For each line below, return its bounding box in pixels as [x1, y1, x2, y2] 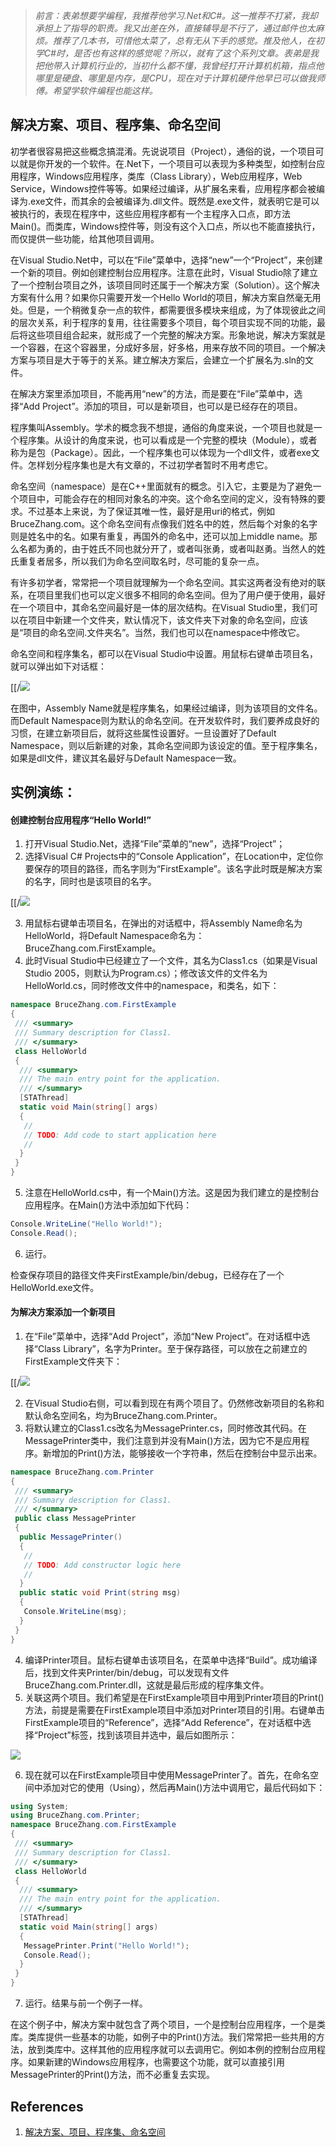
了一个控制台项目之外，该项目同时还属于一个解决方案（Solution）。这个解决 [10, 279, 320, 291]
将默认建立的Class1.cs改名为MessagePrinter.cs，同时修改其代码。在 [24, 1422, 307, 1434]
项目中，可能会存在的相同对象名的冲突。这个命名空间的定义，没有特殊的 [18, 492, 317, 504]
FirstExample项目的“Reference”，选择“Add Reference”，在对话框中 [24, 1716, 303, 1728]
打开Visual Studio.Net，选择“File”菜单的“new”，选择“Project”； [24, 838, 286, 850]
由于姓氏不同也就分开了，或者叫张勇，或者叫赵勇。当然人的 [71, 542, 317, 554]
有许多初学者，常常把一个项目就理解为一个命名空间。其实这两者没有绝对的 [10, 576, 317, 588]
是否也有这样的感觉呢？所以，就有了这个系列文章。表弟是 [73, 47, 310, 59]
